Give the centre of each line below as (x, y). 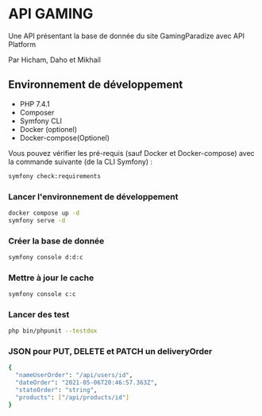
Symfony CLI (40, 121)
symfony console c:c (42, 294)
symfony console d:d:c (46, 257)
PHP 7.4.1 (35, 103)
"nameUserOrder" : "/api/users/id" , (74, 375)
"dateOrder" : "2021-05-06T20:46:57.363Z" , (87, 383)
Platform (22, 44)
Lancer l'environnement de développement (93, 196)
